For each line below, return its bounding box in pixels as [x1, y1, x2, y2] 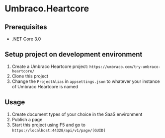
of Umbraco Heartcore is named [11, 83, 78, 89]
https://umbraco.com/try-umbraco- [89, 64, 161, 69]
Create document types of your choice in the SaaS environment [11, 111, 143, 117]
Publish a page [11, 116, 43, 122]
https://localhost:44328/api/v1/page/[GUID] [11, 128, 106, 133]
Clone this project [11, 73, 48, 79]
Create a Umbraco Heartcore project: [11, 63, 88, 69]
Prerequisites [4, 23, 47, 31]
